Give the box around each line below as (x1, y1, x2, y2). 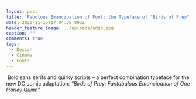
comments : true (6, 36, 43, 42)
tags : (6, 42, 19, 47)
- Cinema (11, 52, 33, 58)
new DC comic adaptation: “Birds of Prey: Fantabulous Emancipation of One (6, 80, 190, 87)
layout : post (6, 8, 38, 15)
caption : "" (6, 30, 35, 36)
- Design (11, 47, 33, 53)
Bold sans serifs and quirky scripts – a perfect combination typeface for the (7, 74, 190, 81)
